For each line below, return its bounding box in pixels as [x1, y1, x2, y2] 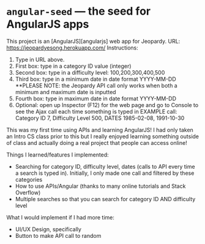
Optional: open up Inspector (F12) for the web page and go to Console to [15, 101, 199, 108]
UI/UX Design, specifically [15, 225, 81, 233]
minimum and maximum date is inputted [15, 88, 116, 95]
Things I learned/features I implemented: [6, 151, 109, 158]
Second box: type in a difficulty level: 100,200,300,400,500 [15, 68, 165, 76]
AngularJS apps [6, 17, 89, 31]
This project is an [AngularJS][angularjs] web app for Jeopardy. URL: [6, 37, 181, 45]
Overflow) [15, 188, 41, 196]
